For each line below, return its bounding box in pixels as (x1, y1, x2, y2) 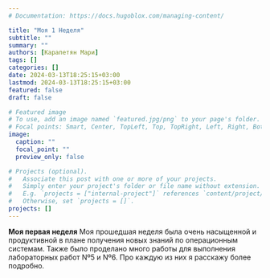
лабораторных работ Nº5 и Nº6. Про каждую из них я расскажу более (8, 252, 252, 262)
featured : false (8, 86, 63, 94)
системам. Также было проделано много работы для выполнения (8, 243, 235, 253)
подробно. (8, 260, 45, 270)
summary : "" (8, 41, 48, 49)
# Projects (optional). (8, 167, 88, 175)
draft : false (8, 93, 52, 101)
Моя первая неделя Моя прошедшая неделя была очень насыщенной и (8, 227, 257, 236)
